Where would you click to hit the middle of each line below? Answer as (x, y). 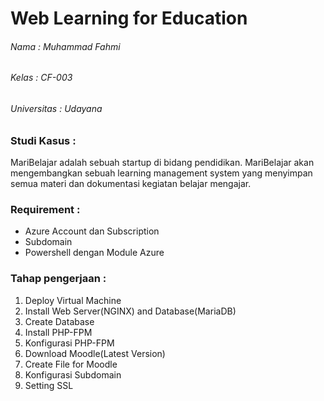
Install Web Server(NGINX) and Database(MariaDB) (130, 311)
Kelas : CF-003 (41, 78)
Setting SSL (49, 385)
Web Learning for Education (129, 18)
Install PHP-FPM (58, 332)
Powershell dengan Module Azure (94, 253)
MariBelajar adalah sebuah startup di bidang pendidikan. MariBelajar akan (162, 162)
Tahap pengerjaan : (58, 279)
